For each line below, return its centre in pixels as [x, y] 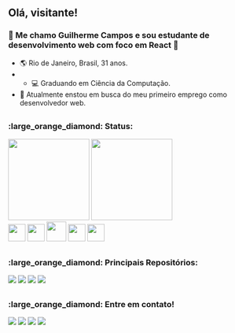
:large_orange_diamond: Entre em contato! [91, 304]
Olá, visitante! [43, 13]
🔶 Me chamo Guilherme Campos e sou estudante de [109, 35]
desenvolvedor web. [53, 102]
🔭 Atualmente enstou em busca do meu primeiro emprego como [123, 94]
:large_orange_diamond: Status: [71, 127]
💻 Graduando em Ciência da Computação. [101, 83]
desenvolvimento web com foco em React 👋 [94, 45]
